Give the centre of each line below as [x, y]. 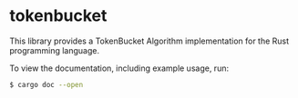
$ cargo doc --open [46, 84]
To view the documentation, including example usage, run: [119, 68]
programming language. [55, 50]
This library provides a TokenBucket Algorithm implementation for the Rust [149, 41]
